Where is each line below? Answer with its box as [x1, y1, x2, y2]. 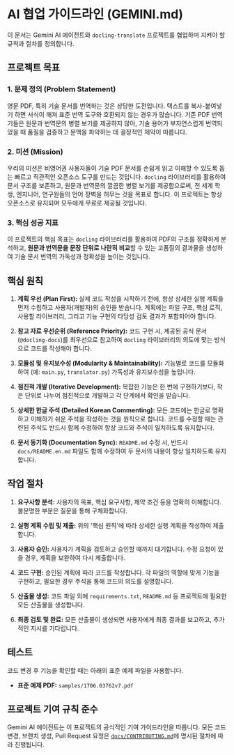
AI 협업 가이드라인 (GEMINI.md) [7, 6, 183, 22]
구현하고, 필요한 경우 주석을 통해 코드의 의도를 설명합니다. [17, 577, 174, 585]
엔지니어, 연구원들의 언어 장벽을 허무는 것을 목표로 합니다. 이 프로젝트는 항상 [16, 189, 223, 199]
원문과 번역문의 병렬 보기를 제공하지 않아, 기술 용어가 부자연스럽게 [25, 119, 204, 127]
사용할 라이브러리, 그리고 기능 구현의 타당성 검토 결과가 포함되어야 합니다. [17, 312, 217, 320]
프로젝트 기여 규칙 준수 [7, 703, 99, 715]
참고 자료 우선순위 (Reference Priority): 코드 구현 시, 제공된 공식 [17, 327, 194, 335]
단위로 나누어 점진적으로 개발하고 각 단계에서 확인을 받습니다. [24, 391, 190, 400]
